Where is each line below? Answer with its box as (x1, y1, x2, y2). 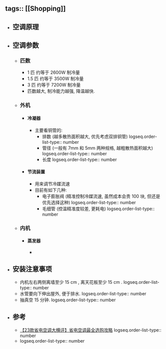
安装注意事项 (12, 265, 52, 273)
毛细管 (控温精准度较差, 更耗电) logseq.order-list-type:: (42, 206, 155, 212)
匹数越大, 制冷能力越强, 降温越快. (27, 88, 95, 94)
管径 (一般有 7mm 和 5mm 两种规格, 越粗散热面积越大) (42, 145, 154, 151)
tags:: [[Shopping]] (5, 4, 66, 13)
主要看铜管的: (34, 127, 63, 133)
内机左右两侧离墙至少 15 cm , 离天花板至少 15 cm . (19, 279, 123, 285)
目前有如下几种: (34, 187, 67, 193)
